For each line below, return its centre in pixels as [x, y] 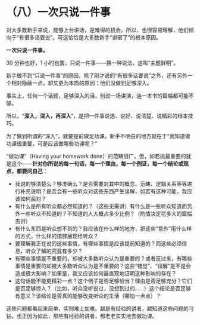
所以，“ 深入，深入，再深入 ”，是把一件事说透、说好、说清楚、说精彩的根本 [97, 116]
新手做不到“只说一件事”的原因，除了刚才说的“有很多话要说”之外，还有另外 [97, 75]
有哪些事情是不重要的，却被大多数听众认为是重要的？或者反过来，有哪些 [103, 258]
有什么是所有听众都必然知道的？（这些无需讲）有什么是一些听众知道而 [101, 206]
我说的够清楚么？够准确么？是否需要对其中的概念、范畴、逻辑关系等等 [101, 183]
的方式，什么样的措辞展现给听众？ [57, 236]
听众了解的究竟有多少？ [54, 251]
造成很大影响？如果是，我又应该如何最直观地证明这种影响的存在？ [96, 273]
